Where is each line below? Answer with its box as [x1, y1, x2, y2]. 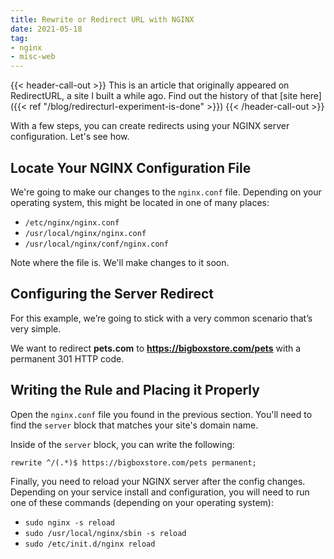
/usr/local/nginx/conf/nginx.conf [24, 239, 169, 249]
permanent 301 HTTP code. [10, 352, 125, 365]
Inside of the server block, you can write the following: [10, 438, 235, 450]
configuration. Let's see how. [10, 131, 130, 143]
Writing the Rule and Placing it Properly [10, 382, 260, 399]
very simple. [10, 322, 62, 335]
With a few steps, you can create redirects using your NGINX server [10, 120, 290, 132]
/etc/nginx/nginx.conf [24, 217, 120, 228]
